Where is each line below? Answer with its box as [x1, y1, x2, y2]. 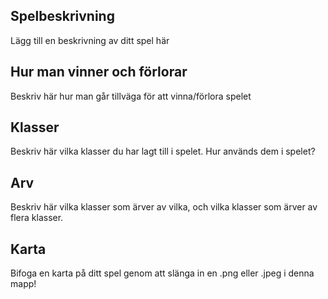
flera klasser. [10, 212, 64, 224]
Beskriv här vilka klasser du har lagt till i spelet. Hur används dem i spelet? [10, 145, 316, 158]
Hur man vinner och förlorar [10, 64, 188, 81]
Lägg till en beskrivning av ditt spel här [10, 34, 170, 46]
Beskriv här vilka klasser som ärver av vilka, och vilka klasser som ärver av [10, 201, 318, 213]
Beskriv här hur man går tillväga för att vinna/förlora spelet [10, 90, 252, 102]
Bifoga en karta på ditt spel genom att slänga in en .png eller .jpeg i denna [10, 267, 315, 279]
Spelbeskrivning [10, 8, 115, 25]
